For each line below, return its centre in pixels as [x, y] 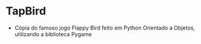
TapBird [26, 11]
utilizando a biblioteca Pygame [53, 34]
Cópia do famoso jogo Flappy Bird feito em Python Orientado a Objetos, [105, 28]
